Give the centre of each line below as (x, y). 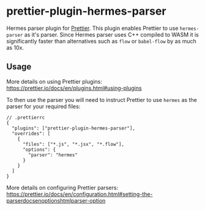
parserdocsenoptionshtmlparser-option (56, 200)
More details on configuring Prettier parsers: (62, 187)
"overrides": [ (31, 133)
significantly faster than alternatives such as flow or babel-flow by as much (102, 41)
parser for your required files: (43, 106)
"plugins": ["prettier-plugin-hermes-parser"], (74, 128)
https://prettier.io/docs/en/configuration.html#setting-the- (80, 194)
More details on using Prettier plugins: (54, 81)
